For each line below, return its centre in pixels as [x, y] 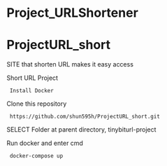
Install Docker [31, 91]
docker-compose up [36, 156]
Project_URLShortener [73, 13]
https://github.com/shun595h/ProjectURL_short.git [85, 117]
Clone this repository [37, 104]
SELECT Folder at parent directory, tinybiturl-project [81, 130]
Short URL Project [32, 78]
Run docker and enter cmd [45, 143]
